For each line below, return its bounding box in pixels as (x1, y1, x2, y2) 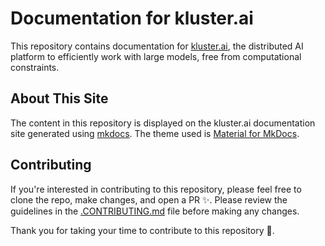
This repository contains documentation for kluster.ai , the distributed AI (10, 40, 304, 52)
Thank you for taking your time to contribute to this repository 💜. (10, 224, 275, 236)
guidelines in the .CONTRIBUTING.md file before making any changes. (10, 205, 300, 217)
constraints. (10, 61, 60, 73)
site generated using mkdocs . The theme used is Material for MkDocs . (10, 127, 300, 139)
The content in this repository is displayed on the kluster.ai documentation (10, 117, 316, 129)
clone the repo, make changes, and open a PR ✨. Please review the (10, 193, 288, 206)
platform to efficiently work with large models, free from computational (10, 50, 302, 62)
